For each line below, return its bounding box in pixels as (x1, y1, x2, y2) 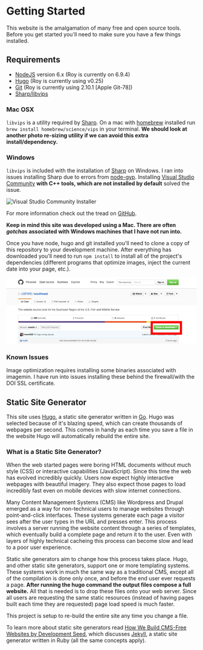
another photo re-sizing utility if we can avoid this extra (6, 132, 149, 139)
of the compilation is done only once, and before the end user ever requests (6, 575, 196, 582)
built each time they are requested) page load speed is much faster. (6, 600, 175, 608)
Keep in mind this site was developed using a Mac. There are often (6, 222, 176, 229)
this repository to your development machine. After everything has (6, 246, 172, 254)
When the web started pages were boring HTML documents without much (6, 461, 192, 468)
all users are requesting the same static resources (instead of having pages (6, 594, 195, 602)
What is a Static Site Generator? (6, 448, 101, 456)
